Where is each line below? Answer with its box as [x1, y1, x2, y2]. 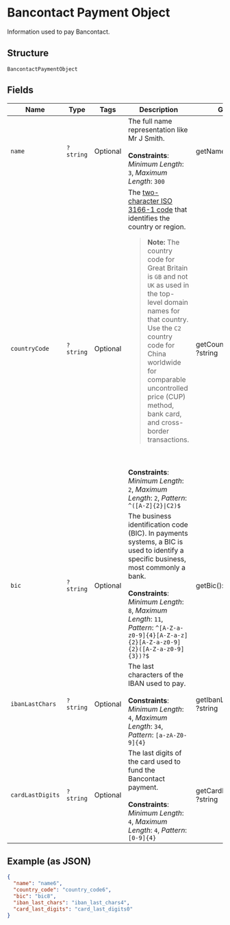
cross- [161, 418, 184, 427]
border [146, 426, 170, 435]
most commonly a [127, 562, 186, 572]
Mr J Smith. [127, 133, 166, 143]
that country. [146, 315, 189, 324]
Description [139, 104, 179, 114]
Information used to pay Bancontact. [7, 27, 110, 36]
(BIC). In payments [127, 528, 188, 538]
